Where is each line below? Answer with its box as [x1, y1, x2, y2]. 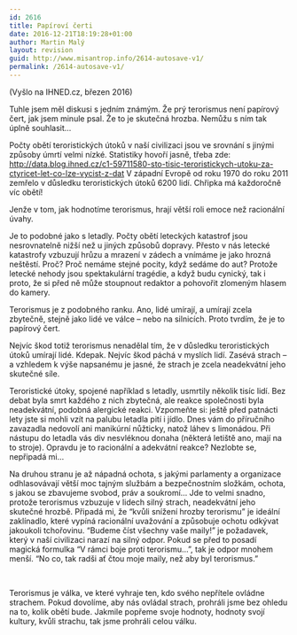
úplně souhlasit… [9, 122, 72, 133]
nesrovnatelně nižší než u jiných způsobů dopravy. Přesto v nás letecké [9, 240, 270, 251]
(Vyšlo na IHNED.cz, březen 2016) [9, 86, 133, 97]
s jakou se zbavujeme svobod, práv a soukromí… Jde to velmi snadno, [9, 487, 266, 498]
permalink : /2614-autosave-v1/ [9, 63, 125, 72]
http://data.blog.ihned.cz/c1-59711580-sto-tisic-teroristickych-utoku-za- [9, 159, 274, 169]
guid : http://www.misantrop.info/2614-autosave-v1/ [9, 54, 204, 63]
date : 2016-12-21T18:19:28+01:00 [9, 29, 133, 38]
